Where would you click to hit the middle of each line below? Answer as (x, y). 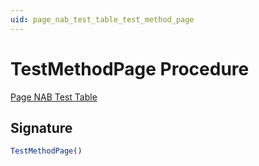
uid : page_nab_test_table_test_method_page (102, 19)
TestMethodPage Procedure (130, 68)
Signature (41, 127)
